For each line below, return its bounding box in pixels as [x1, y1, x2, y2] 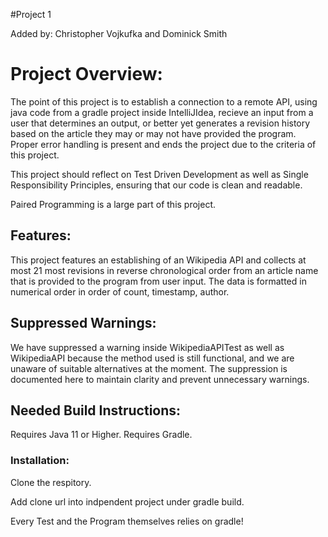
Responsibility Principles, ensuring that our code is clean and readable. [10, 179, 303, 191]
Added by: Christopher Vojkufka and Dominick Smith [10, 28, 228, 39]
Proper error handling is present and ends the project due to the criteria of [10, 138, 317, 150]
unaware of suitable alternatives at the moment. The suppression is [10, 362, 288, 374]
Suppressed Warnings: [10, 315, 157, 332]
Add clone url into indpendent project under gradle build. [10, 495, 245, 508]
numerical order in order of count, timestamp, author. [10, 285, 230, 298]
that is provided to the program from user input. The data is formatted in [10, 275, 307, 287]
